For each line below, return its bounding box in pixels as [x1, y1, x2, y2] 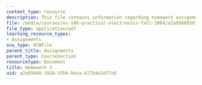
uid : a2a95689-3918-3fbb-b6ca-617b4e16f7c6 [6, 70, 117, 76]
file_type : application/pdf [6, 25, 77, 32]
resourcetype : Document [6, 59, 66, 65]
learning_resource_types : [6, 31, 71, 37]
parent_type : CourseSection [6, 53, 77, 59]
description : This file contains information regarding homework [6, 14, 173, 20]
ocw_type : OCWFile [6, 42, 52, 48]
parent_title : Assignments [6, 48, 74, 54]
